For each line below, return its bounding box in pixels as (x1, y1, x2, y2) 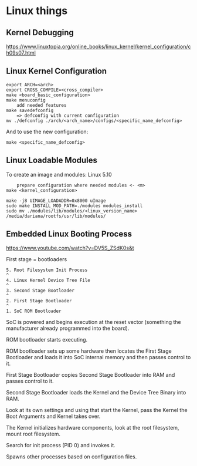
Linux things (6, 4, 68, 18)
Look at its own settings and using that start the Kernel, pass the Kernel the (6, 407, 188, 414)
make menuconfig (6, 97, 46, 103)
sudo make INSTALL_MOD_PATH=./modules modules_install (6, 202, 143, 209)
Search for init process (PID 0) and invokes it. (6, 442, 116, 449)
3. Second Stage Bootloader (6, 288, 75, 294)
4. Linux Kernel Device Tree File (6, 278, 91, 283)
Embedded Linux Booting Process (6, 229, 132, 239)
